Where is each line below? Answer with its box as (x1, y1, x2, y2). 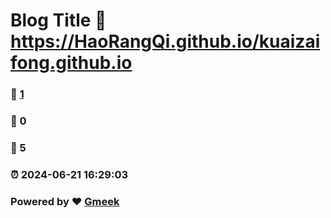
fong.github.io (10, 52, 133, 74)
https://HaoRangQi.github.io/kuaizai (10, 30, 321, 53)
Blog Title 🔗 (10, 9, 107, 32)
